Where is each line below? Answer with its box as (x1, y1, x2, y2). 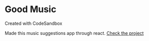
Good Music (5, 4, 57, 15)
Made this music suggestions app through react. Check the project (5, 30, 144, 36)
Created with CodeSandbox (5, 20, 63, 26)
